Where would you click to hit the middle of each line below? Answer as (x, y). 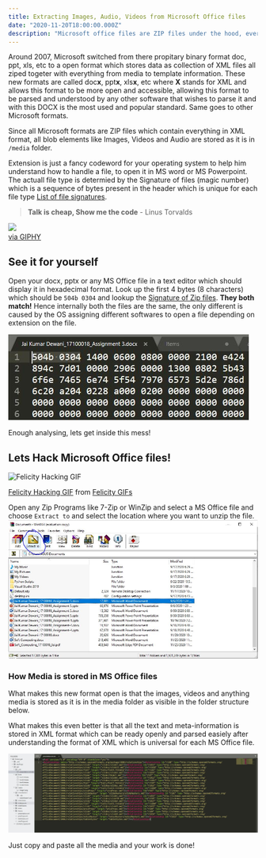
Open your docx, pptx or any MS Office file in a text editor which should (125, 281)
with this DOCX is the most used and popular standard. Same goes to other (131, 108)
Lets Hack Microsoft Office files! (90, 458)
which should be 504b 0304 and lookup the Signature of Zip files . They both (131, 298)
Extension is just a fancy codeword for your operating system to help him (127, 163)
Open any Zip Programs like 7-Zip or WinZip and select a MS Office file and (131, 507)
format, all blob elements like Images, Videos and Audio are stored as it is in (131, 139)
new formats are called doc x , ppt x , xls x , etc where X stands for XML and (127, 82)
